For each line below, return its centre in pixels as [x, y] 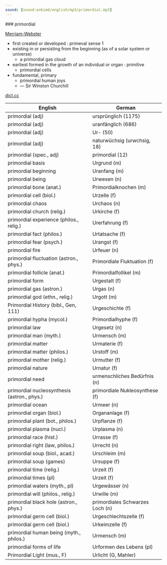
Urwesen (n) [107, 179]
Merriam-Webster [23, 33]
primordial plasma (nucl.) [37, 429]
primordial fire [24, 250]
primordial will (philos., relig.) [42, 494]
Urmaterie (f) [108, 344]
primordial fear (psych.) [35, 242]
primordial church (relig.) [37, 211]
